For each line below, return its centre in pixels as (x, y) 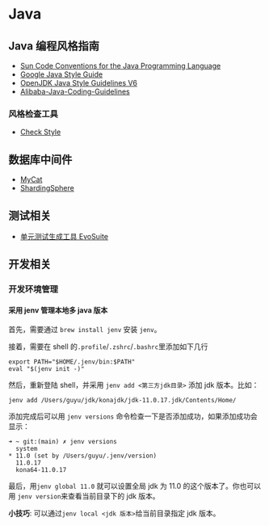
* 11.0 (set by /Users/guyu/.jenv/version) (83, 456)
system (27, 449)
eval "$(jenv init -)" (46, 369)
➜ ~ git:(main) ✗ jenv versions (63, 442)
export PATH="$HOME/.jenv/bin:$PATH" (72, 362)
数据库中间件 (40, 160)
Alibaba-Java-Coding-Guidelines (75, 91)
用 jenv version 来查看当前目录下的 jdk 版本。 (84, 496)
